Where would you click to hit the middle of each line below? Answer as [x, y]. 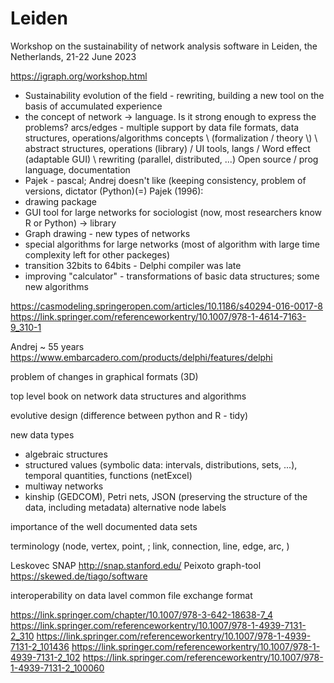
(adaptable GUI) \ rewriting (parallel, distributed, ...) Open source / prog [171, 159]
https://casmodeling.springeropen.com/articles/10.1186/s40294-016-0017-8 [167, 306]
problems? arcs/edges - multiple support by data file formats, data [162, 127]
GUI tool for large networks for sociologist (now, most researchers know [173, 212]
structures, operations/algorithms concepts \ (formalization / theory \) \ [171, 138]
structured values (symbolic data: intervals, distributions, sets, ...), [161, 464]
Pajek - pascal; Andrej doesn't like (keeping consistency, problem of [165, 180]
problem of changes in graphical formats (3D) [104, 376]
